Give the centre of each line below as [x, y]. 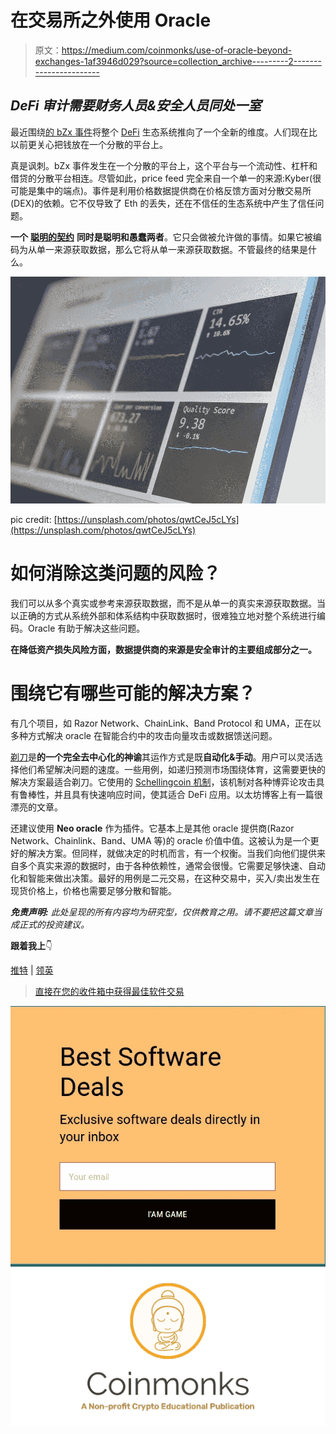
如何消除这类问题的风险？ [116, 573]
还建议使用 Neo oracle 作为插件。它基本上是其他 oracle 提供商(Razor [152, 828]
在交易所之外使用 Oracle [111, 20]
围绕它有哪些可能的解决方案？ [133, 693]
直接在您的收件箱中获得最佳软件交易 [109, 991]
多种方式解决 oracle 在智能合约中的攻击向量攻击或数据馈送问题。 [144, 735]
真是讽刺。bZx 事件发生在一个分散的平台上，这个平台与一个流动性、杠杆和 [164, 165]
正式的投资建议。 [54, 924]
